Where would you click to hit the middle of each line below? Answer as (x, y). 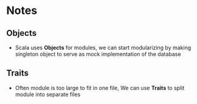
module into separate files (48, 94)
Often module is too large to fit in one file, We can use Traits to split (100, 88)
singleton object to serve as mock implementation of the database (98, 54)
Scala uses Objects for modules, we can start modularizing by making (103, 47)
